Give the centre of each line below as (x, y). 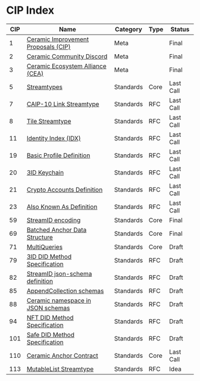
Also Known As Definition (62, 207)
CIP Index (30, 10)
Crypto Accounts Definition (65, 189)
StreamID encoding (54, 220)
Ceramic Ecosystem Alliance (66, 66)
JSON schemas (48, 308)
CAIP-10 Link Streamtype (63, 104)
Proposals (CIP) (49, 46)
